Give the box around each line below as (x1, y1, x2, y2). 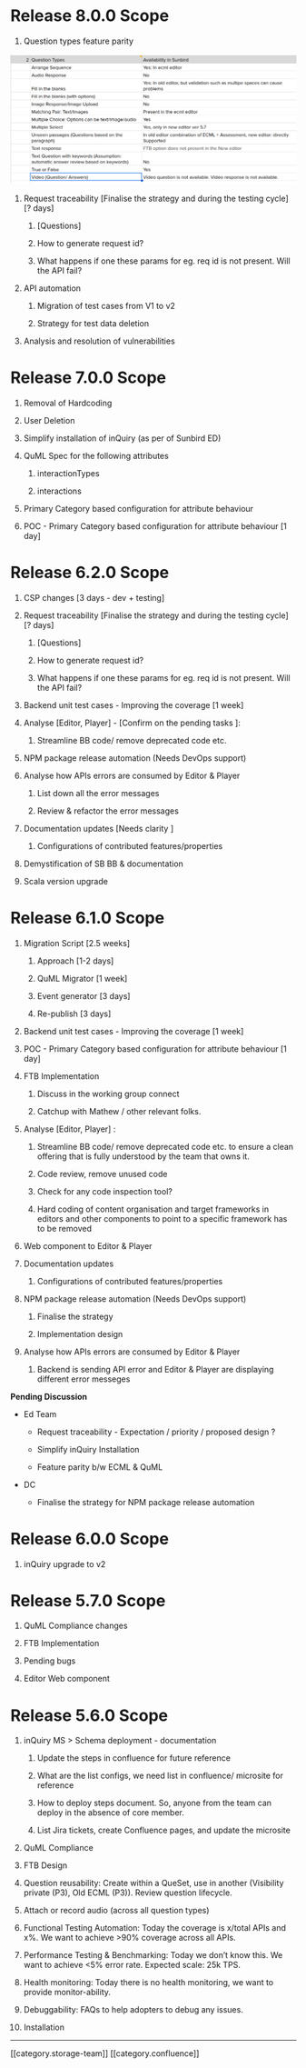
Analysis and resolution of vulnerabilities (23, 335, 175, 346)
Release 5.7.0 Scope (10, 1590, 166, 1611)
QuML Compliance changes (23, 1620, 128, 1632)
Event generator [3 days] (36, 990, 131, 1001)
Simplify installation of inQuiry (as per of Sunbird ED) (23, 433, 222, 444)
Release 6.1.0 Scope (10, 907, 165, 928)
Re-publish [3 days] (36, 1008, 112, 1019)
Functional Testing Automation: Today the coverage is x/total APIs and (23, 1923, 287, 1933)
